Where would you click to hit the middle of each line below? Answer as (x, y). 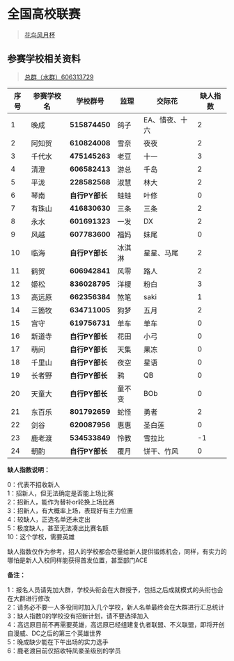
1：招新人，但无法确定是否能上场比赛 (60, 493)
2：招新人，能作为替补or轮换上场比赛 (61, 502)
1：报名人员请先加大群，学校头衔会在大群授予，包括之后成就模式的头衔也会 (115, 589)
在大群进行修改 (29, 598)
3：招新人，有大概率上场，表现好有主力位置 (70, 510)
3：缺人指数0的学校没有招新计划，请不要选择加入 (78, 616)
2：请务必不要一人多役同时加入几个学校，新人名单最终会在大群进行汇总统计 (116, 607)
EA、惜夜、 (162, 120)
